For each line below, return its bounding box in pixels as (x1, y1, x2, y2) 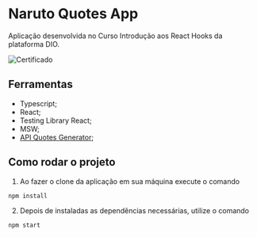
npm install (8, 192, 48, 200)
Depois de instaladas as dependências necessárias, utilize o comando (19, 206, 250, 216)
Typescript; (19, 98, 58, 108)
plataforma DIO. (8, 39, 60, 48)
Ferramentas (8, 78, 73, 91)
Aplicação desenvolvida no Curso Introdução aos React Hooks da (8, 31, 223, 40)
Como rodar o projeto (8, 155, 116, 169)
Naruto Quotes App (8, 5, 139, 23)
